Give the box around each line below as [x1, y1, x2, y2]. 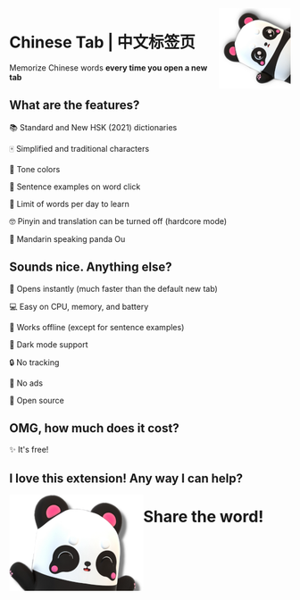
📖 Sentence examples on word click [9, 181, 141, 192]
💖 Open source [9, 395, 65, 405]
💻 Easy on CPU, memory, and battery [9, 301, 149, 312]
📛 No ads [9, 378, 43, 388]
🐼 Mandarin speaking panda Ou [9, 233, 126, 244]
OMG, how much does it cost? [9, 421, 180, 436]
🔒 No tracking [9, 356, 60, 368]
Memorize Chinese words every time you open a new [9, 62, 208, 73]
